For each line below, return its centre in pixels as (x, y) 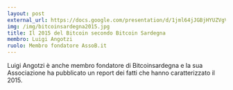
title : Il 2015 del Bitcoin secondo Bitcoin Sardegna (87, 33)
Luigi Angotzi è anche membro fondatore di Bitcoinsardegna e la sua (105, 65)
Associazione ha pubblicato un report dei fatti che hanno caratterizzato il (111, 73)
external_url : (28, 20)
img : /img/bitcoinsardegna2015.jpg (59, 26)
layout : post (26, 13)
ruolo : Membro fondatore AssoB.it (57, 46)
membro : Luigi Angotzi (40, 39)
